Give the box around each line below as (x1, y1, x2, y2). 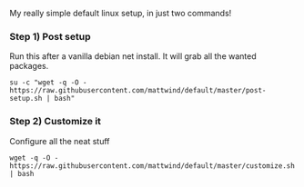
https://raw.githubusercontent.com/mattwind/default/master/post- (9, 86, 267, 95)
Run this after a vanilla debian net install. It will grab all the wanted (9, 51, 257, 62)
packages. (9, 61, 49, 72)
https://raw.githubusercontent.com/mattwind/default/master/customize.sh (9, 161, 296, 171)
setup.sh (9, 94, 43, 103)
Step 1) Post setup (9, 30, 91, 43)
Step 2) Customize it (9, 115, 102, 128)
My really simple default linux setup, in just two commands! (9, 8, 232, 18)
